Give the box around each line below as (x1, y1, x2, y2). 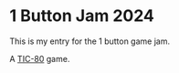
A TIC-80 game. (9, 53, 70, 64)
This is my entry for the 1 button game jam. (9, 36, 171, 47)
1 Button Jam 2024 (9, 5, 155, 26)
